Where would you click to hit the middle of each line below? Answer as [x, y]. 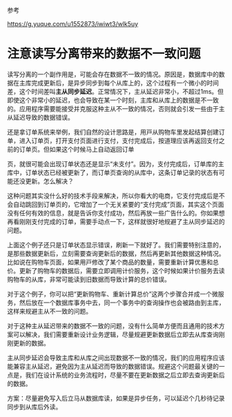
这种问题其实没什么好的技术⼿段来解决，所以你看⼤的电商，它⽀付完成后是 [113, 196]
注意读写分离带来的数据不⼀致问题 [104, 54]
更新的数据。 [31, 343]
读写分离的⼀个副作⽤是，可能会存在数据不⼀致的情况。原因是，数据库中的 [113, 74]
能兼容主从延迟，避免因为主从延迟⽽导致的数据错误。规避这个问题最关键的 [113, 366]
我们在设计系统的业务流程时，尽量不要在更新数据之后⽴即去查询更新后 [125, 375]
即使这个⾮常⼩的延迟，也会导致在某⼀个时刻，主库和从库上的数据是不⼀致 [113, 100]
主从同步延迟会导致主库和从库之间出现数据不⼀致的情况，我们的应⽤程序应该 [116, 358]
